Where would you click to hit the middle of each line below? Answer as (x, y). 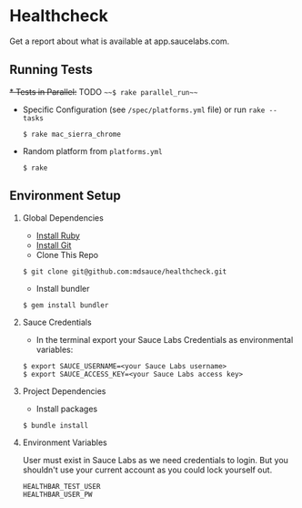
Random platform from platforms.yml (92, 150)
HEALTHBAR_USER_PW (57, 494)
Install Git (54, 245)
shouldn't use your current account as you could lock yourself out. (147, 470)
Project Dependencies (64, 391)
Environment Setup (65, 196)
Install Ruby (58, 235)
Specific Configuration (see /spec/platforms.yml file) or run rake (144, 109)
